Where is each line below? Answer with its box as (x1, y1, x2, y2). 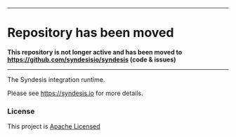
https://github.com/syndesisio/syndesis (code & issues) (7, 55, 177, 64)
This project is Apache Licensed (7, 122, 100, 131)
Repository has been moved (7, 25, 174, 41)
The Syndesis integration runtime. (7, 75, 105, 84)
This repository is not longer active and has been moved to (7, 48, 183, 56)
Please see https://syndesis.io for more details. (7, 89, 143, 97)
